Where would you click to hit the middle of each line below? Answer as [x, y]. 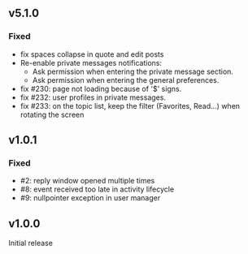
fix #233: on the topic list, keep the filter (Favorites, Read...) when [130, 105]
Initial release [30, 243]
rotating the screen [52, 114]
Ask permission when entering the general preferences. [126, 80]
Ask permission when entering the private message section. [133, 71]
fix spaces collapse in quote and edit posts [92, 54]
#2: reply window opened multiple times [87, 181]
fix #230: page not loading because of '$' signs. [101, 88]
